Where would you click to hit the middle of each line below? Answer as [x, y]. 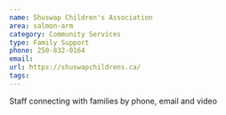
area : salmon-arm [41, 26]
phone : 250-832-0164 [48, 51]
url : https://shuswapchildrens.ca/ [75, 68]
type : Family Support [49, 42]
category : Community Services [65, 34]
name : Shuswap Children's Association [81, 17]
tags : [19, 76]
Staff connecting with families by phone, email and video [113, 101]
